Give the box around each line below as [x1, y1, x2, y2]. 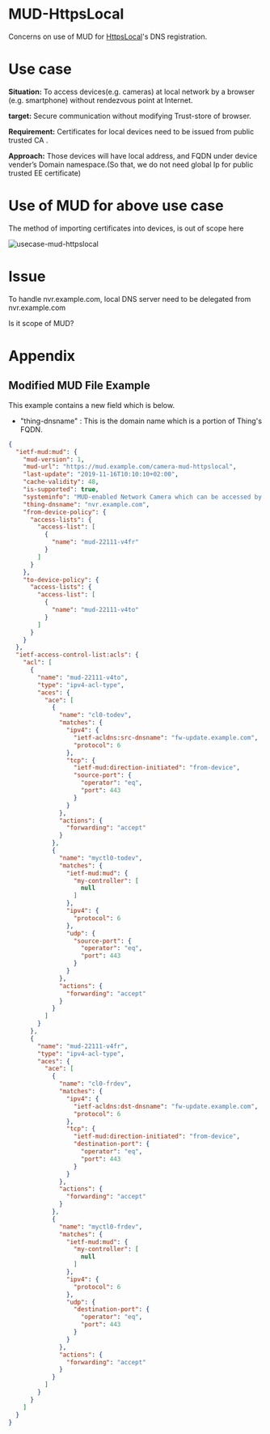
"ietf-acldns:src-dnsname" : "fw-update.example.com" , [73, 733, 259, 741]
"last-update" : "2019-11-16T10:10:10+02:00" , [23, 470, 179, 478]
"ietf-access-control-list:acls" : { [15, 651, 139, 660]
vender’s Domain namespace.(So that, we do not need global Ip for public [8, 159, 254, 169]
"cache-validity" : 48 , [23, 478, 99, 486]
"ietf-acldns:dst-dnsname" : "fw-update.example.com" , [73, 1102, 259, 1110]
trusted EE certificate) [8, 168, 82, 178]
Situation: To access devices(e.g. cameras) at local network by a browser [8, 87, 255, 96]
